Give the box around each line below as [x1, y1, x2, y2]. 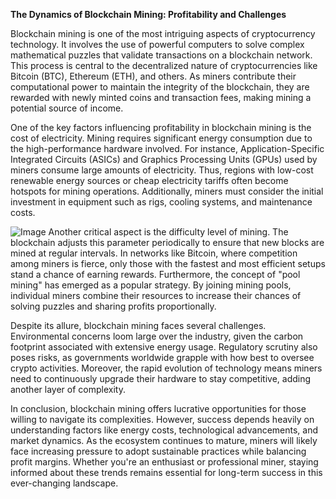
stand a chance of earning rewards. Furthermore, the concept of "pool [10, 269, 301, 280]
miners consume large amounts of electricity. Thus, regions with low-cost [10, 164, 314, 176]
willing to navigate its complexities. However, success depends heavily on [10, 414, 315, 425]
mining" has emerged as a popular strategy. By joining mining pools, [10, 279, 292, 291]
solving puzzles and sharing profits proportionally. [10, 300, 217, 312]
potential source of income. [10, 102, 124, 114]
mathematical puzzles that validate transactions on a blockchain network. [10, 49, 313, 61]
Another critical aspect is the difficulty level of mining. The [48, 226, 289, 238]
